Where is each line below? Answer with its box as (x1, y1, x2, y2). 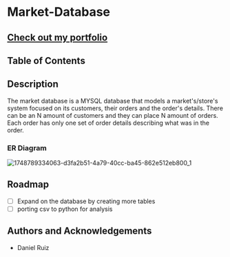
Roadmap (7, 178, 50, 190)
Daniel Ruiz (17, 243, 50, 251)
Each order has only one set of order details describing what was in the (7, 119, 210, 127)
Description (7, 79, 59, 90)
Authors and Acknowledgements (7, 225, 152, 237)
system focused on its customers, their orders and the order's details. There (7, 104, 224, 112)
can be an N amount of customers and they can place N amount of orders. (7, 111, 218, 119)
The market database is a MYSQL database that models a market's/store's (7, 96, 218, 105)
